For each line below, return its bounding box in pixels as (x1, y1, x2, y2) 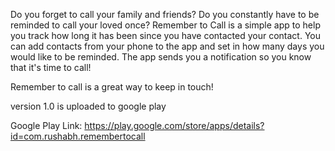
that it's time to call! (10, 62, 92, 73)
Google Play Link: (10, 120, 83, 131)
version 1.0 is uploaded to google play (10, 100, 167, 112)
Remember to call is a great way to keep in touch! (10, 81, 214, 93)
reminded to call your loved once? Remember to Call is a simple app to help (10, 19, 321, 31)
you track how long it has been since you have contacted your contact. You (10, 30, 321, 41)
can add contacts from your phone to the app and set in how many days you (10, 40, 325, 52)
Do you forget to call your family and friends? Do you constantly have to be (10, 9, 320, 20)
